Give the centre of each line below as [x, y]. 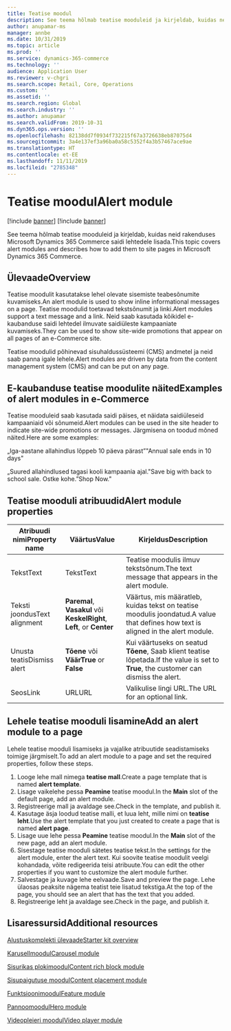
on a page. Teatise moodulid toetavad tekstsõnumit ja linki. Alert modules [110, 309]
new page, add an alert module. [62, 843]
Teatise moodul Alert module [90, 202]
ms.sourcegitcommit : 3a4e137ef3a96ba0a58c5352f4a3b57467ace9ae [100, 142]
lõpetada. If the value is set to [173, 660]
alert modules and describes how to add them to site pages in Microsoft [109, 248]
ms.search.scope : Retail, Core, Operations [70, 84]
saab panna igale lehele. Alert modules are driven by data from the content [112, 359]
